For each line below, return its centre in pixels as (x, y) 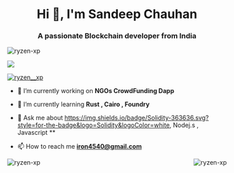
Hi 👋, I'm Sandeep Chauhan (117, 14)
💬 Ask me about (40, 118)
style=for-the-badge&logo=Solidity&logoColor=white (93, 125)
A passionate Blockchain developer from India (117, 36)
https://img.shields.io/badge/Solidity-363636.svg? (136, 118)
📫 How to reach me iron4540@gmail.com (79, 147)
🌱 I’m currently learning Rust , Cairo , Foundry (83, 104)
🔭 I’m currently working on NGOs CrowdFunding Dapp (96, 91)
